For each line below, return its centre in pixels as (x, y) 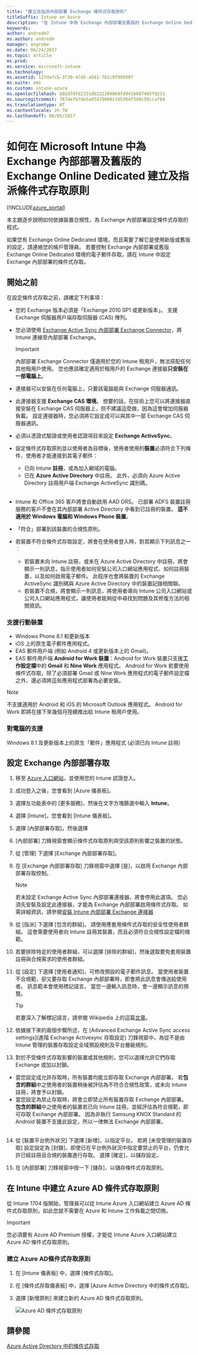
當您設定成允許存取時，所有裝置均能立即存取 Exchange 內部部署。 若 (99, 1077)
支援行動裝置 (25, 622)
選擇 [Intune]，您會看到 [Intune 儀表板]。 (65, 816)
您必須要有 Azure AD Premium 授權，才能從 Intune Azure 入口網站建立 (92, 1235)
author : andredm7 (28, 34)
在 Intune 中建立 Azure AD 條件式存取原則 (83, 1188)
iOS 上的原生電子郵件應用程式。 (54, 644)
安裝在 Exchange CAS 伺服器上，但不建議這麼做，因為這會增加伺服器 (105, 408)
